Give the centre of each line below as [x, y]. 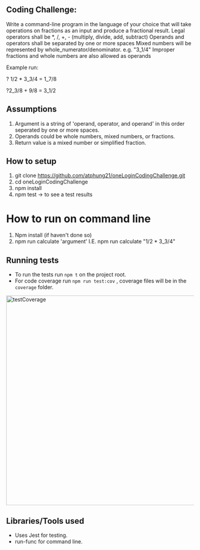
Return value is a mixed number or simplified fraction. [80, 142]
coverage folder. [34, 287]
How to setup [31, 161]
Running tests [33, 260]
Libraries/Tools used [45, 521]
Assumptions [32, 109]
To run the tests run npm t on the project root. [71, 275]
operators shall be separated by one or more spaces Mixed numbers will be [99, 43]
